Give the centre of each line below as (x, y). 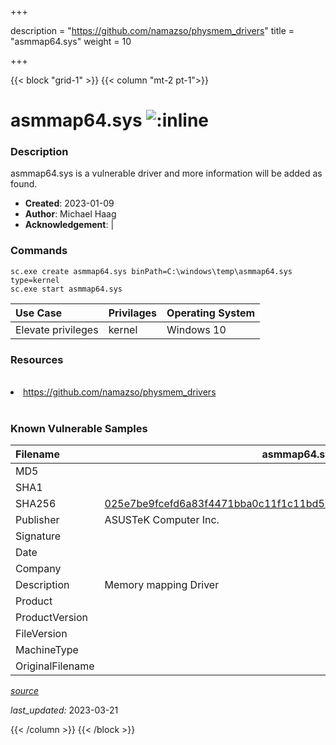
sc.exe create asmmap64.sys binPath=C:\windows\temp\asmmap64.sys (151, 271)
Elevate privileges (57, 329)
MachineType (47, 650)
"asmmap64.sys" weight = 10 (71, 41)
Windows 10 (196, 329)
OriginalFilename (55, 666)
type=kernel (35, 280)
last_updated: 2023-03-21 (64, 710)
